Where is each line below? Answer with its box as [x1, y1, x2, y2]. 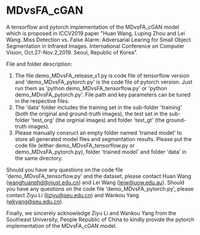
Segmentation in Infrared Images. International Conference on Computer [6, 42, 184, 50]
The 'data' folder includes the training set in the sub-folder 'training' [14, 103, 182, 111]
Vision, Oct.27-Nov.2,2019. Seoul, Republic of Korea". [6, 48, 139, 56]
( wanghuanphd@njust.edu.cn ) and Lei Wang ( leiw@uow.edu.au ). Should [6, 179, 185, 186]
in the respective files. [14, 97, 70, 105]
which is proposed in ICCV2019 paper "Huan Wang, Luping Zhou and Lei [6, 29, 185, 36]
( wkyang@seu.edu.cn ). [6, 198, 64, 205]
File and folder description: [6, 60, 73, 68]
